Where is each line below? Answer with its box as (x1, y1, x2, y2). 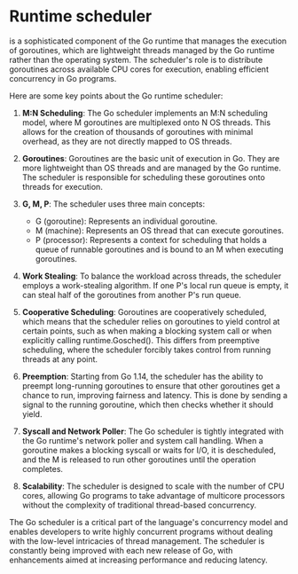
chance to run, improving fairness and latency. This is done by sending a (21, 389, 288, 400)
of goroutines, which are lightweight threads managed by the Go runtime (9, 44, 275, 55)
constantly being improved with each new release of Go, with (9, 545, 233, 555)
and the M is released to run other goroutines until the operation (21, 454, 256, 465)
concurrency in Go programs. (9, 73, 117, 83)
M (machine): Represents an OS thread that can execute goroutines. (35, 224, 285, 236)
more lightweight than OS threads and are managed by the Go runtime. (21, 162, 281, 173)
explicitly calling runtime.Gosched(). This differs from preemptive (21, 334, 260, 345)
